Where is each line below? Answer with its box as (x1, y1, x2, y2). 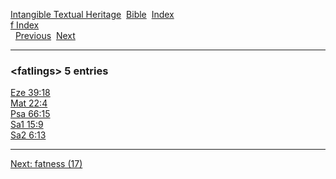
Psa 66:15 (10, 108, 51, 120)
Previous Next (14, 30, 76, 41)
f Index (10, 19, 40, 31)
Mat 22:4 (10, 97, 48, 109)
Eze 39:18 (10, 87, 51, 99)
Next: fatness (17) (10, 158, 83, 170)
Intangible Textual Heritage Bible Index (10, 9, 175, 20)
